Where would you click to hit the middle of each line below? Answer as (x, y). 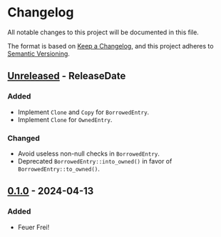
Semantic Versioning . (38, 54)
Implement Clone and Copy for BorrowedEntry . (83, 112)
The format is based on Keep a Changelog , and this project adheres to (110, 46)
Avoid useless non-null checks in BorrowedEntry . (89, 153)
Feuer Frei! (34, 227)
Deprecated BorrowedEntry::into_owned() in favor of (95, 161)
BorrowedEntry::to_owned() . (58, 168)
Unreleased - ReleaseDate (67, 76)
